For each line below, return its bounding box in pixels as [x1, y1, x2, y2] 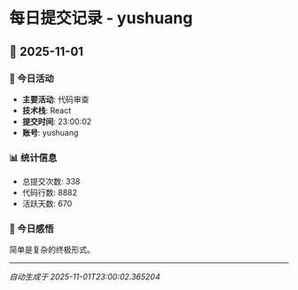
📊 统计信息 [9, 152, 58, 164]
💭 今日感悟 [9, 223, 55, 235]
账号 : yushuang [21, 127, 79, 137]
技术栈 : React [21, 105, 72, 115]
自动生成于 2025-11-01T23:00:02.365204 [9, 271, 161, 282]
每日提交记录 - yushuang [9, 8, 193, 28]
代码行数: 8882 [21, 187, 78, 198]
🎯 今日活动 [9, 72, 55, 84]
